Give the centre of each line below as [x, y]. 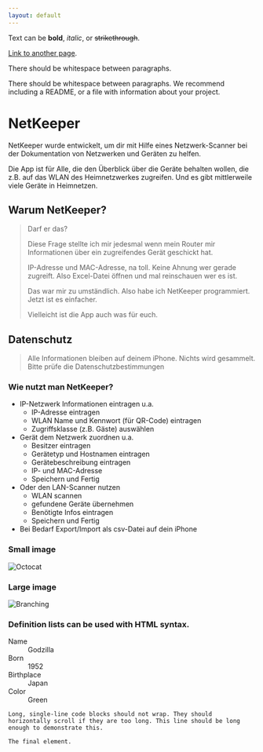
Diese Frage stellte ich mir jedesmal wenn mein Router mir [121, 244]
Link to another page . [43, 53]
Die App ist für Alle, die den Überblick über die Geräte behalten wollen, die [129, 169]
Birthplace [25, 675]
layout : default [35, 15]
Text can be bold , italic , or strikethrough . [74, 38]
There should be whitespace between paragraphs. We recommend [117, 83]
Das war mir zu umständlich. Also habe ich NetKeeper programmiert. [139, 291]
